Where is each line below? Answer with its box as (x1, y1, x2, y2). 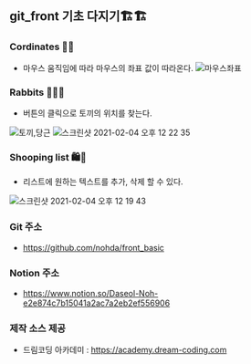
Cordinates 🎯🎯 (9, 40, 75, 53)
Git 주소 (9, 221, 43, 234)
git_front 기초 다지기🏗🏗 (9, 8, 148, 25)
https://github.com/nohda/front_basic (22, 242, 164, 253)
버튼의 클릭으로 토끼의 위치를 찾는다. (22, 108, 152, 119)
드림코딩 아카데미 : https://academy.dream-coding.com (22, 345, 227, 356)
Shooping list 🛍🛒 (9, 151, 87, 163)
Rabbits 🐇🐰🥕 (9, 86, 66, 99)
